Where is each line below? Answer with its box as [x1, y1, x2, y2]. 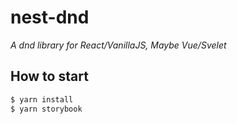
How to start [10, 68, 89, 85]
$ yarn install [10, 94, 74, 105]
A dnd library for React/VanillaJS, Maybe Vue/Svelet [10, 39, 227, 51]
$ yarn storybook [10, 104, 83, 114]
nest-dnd [10, 6, 90, 29]
